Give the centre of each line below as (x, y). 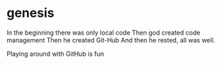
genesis (30, 13)
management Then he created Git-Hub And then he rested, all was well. (111, 40)
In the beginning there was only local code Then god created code (104, 32)
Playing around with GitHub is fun (55, 54)
